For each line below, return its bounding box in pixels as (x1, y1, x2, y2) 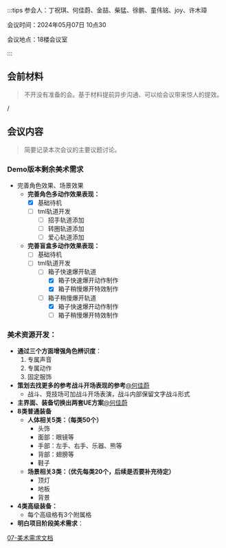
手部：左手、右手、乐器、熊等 (37, 442, 122, 450)
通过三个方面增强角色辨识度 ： (16, 347, 102, 355)
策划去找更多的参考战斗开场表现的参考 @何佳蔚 (16, 381, 150, 389)
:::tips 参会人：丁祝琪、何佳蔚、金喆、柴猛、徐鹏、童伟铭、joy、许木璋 (7, 6, 207, 14)
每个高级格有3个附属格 (27, 511, 92, 519)
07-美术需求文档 (7, 534, 54, 542)
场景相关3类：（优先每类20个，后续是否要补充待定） (27, 467, 175, 476)
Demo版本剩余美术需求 (7, 164, 84, 174)
